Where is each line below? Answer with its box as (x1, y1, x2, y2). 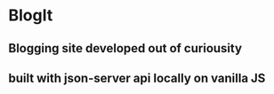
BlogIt (8, 5, 53, 26)
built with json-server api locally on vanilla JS (8, 70, 266, 85)
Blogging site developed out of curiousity (8, 41, 242, 56)
